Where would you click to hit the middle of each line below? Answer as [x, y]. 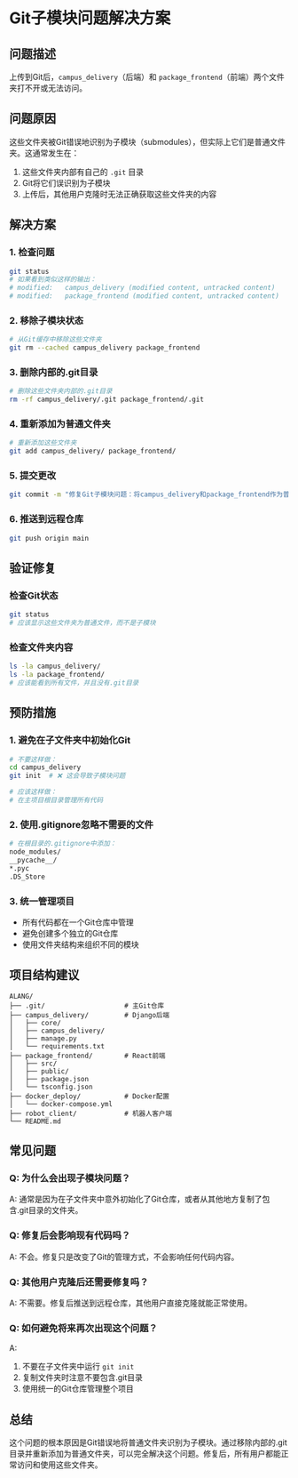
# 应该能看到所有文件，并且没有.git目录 [74, 683]
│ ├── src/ [33, 1064]
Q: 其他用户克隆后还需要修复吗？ [79, 1281]
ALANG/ [21, 996]
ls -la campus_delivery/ [55, 667]
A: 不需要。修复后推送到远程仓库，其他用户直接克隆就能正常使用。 [131, 1303]
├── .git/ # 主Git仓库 [87, 1006]
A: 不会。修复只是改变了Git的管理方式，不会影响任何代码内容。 [124, 1257]
